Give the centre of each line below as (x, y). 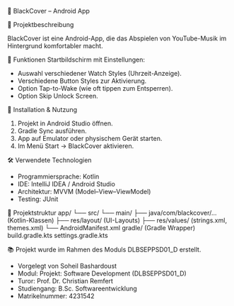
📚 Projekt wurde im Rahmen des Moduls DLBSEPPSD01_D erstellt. (104, 249)
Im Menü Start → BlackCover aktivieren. (76, 146)
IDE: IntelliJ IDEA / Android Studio (66, 184)
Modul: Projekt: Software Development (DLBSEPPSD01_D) (102, 273)
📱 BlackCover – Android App (49, 11)
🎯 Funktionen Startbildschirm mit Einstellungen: (76, 59)
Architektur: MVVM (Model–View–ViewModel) (84, 192)
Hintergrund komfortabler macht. (55, 46)
